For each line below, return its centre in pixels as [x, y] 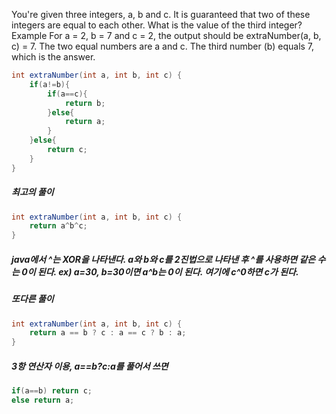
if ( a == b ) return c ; [52, 391]
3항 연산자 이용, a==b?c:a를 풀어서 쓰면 [90, 366]
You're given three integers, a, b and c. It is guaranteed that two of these [161, 14]
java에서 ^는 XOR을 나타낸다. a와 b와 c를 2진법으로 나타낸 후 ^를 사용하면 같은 [163, 259]
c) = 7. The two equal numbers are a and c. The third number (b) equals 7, [163, 46]
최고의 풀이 [32, 192]
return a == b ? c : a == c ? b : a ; [108, 333]
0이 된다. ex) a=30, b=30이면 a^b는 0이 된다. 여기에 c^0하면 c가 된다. [160, 271]
